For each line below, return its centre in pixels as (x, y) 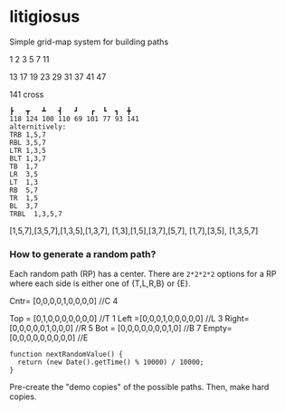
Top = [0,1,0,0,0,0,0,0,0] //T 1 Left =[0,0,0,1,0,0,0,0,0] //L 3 (116, 319)
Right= (237, 319)
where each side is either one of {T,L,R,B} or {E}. (100, 283)
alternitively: (38, 127)
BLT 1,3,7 (28, 158)
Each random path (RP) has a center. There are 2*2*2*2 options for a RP (143, 274)
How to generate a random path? (83, 253)
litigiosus (45, 17)
